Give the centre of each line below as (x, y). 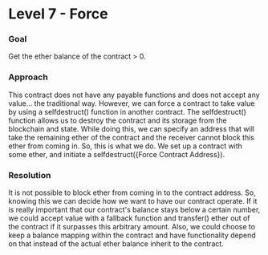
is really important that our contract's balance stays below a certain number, (134, 210)
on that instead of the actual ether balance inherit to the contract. (116, 244)
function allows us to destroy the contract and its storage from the (118, 120)
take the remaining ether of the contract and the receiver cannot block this (132, 137)
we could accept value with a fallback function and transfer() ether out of (129, 218)
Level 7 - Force (58, 14)
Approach (28, 77)
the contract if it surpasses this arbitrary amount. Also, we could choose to (132, 227)
